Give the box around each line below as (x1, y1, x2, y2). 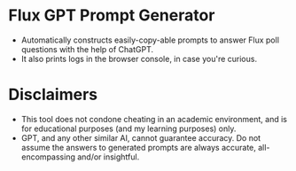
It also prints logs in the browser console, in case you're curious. (20, 53, 258, 64)
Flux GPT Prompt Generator (8, 5, 215, 26)
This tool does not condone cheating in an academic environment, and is (20, 113, 287, 124)
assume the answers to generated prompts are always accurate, (20, 142, 256, 152)
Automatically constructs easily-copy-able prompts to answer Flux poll (20, 35, 280, 45)
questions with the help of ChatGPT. (20, 43, 154, 54)
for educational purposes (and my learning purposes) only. (20, 123, 237, 134)
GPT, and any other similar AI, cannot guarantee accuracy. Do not (20, 132, 261, 143)
